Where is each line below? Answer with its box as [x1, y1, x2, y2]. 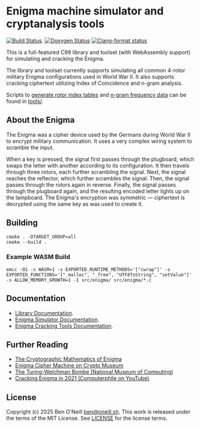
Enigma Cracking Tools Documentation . [14, 322, 113, 329]
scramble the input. [6, 143, 54, 151]
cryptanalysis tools [6, 17, 105, 31]
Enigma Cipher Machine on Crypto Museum [14, 362, 124, 369]
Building [6, 218, 38, 228]
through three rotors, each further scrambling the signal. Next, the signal [6, 168, 186, 175]
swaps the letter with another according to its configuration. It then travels [6, 161, 190, 169]
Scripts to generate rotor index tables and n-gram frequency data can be [6, 91, 187, 98]
